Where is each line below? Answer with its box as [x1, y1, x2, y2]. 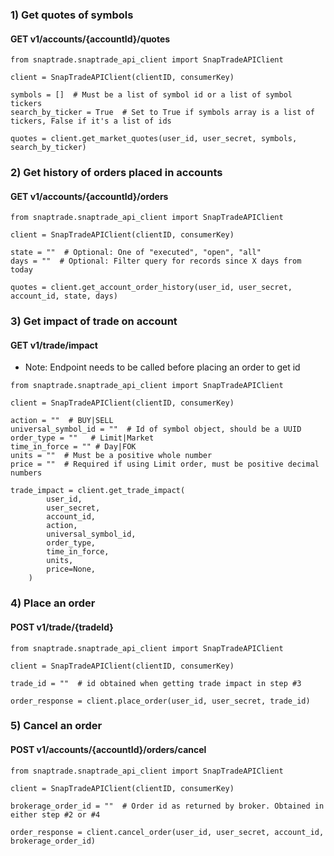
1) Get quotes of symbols [10, 8, 134, 22]
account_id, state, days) [10, 291, 118, 302]
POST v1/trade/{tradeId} [10, 621, 114, 633]
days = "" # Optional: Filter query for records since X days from [10, 256, 302, 267]
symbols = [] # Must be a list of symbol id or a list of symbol [10, 90, 293, 100]
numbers [10, 468, 43, 478]
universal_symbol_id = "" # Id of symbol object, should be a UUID [10, 424, 302, 435]
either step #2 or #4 [10, 809, 101, 820]
